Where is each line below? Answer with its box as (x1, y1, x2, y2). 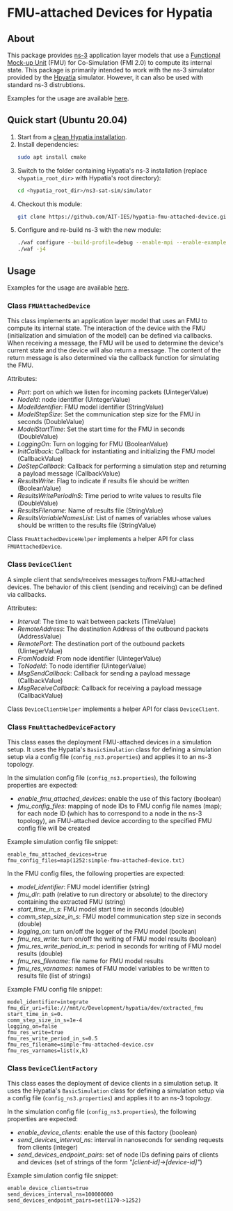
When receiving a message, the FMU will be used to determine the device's (7, 339, 224, 347)
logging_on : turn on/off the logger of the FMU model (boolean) (17, 927, 197, 935)
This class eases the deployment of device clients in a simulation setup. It (7, 1079, 218, 1088)
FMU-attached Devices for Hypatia (7, 5, 214, 21)
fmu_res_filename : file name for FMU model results (17, 956, 164, 965)
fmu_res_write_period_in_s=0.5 (7, 1035, 98, 1042)
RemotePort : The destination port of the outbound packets (17, 639, 186, 648)
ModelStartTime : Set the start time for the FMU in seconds (17, 425, 186, 433)
